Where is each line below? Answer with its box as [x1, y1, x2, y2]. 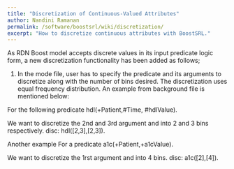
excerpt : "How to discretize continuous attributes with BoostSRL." [7, 29, 211, 37]
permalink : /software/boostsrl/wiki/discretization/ [7, 23, 164, 30]
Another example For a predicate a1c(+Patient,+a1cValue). [7, 140, 173, 149]
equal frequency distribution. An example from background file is [17, 84, 205, 93]
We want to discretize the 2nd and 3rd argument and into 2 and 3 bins [7, 119, 209, 128]
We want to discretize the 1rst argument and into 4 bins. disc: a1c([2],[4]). [7, 154, 219, 162]
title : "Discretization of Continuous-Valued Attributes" [7, 10, 180, 17]
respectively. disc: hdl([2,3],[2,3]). [7, 126, 105, 135]
